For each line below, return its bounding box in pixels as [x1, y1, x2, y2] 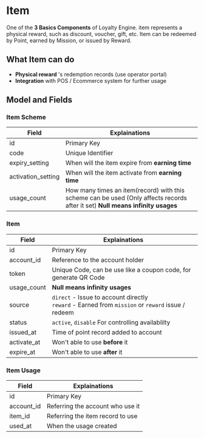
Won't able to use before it [52, 337, 128, 346]
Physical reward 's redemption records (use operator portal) [15, 71, 167, 78]
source [9, 300, 29, 309]
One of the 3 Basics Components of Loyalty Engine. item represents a [6, 24, 183, 31]
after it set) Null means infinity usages [65, 202, 178, 210]
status [9, 318, 27, 327]
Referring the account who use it [46, 402, 140, 411]
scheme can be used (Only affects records [65, 194, 187, 202]
